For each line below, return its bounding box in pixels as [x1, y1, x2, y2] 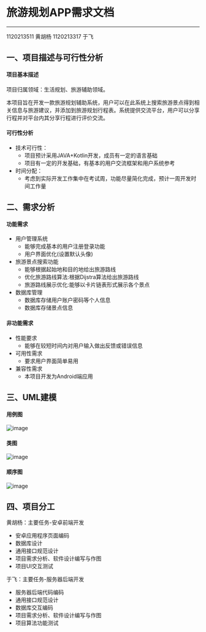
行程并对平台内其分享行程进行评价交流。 [6, 114, 109, 121]
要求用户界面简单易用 [24, 357, 78, 364]
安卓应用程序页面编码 [15, 532, 69, 539]
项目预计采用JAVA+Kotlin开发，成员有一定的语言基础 [24, 152, 158, 159]
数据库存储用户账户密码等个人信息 [24, 296, 111, 304]
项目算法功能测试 [15, 619, 59, 626]
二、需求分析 [6, 202, 55, 212]
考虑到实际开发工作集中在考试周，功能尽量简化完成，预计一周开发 [24, 174, 191, 182]
